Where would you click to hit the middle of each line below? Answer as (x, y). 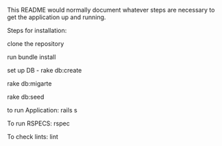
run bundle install (32, 57)
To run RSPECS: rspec (38, 123)
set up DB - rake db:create (45, 70)
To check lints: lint (33, 137)
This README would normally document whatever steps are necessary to (111, 10)
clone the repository (36, 44)
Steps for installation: (37, 31)
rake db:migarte (29, 84)
